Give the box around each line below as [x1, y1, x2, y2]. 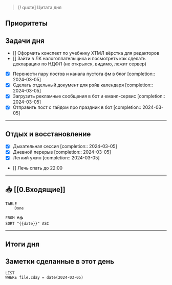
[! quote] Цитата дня [17, 5, 62, 10]
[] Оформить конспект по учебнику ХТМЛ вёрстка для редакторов [12, 50, 160, 56]
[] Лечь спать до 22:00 [12, 165, 63, 171]
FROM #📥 [5, 216, 24, 221]
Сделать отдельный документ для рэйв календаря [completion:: [12, 82, 153, 88]
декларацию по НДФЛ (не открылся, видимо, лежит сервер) [12, 61, 147, 67]
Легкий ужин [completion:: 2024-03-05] [12, 155, 100, 161]
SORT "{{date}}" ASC [5, 221, 50, 226]
